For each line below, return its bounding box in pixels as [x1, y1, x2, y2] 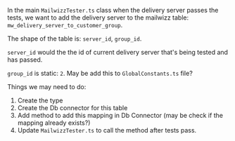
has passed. [7, 55, 43, 64]
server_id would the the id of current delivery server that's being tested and [7, 48, 229, 56]
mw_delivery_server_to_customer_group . [7, 21, 123, 29]
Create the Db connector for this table [17, 104, 128, 112]
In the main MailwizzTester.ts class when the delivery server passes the [7, 6, 219, 14]
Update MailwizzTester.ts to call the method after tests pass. [17, 126, 197, 134]
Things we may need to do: [7, 83, 87, 90]
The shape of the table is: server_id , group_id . [7, 34, 142, 43]
